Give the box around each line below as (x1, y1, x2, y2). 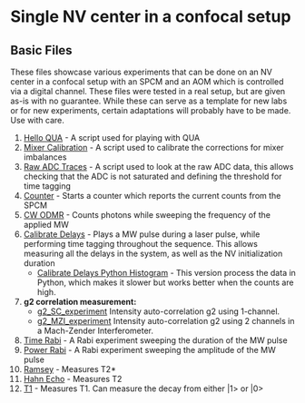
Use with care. (10, 115, 64, 125)
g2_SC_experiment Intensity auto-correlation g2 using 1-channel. (36, 306, 280, 317)
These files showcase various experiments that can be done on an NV (10, 66, 273, 77)
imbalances (23, 152, 67, 162)
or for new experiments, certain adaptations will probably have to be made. (10, 105, 291, 115)
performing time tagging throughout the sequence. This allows (23, 239, 258, 249)
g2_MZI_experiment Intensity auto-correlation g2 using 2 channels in (36, 316, 295, 326)
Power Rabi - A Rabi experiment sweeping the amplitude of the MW (23, 345, 276, 355)
